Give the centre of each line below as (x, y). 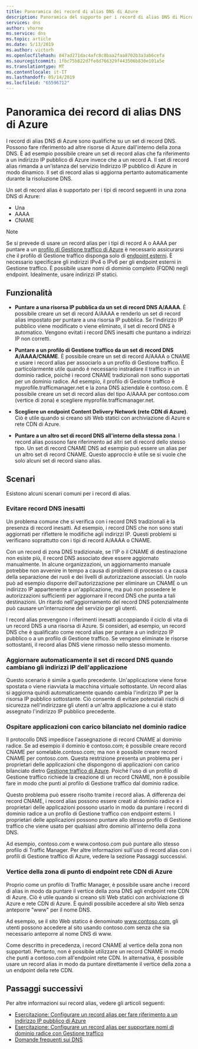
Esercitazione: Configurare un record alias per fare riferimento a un (96, 1014)
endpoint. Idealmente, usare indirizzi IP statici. (62, 274)
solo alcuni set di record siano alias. (58, 460)
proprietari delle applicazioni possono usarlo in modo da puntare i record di (98, 807)
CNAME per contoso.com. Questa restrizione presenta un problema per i (94, 758)
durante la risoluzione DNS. (39, 178)
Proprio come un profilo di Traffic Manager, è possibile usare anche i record (98, 884)
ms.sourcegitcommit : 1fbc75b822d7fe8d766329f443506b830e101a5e (85, 61)
